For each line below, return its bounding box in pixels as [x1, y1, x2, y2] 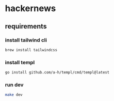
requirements [5, 22, 47, 30]
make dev [5, 92, 23, 97]
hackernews [5, 3, 56, 14]
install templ [5, 59, 35, 66]
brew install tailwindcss [5, 47, 57, 52]
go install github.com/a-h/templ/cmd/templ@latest [5, 70, 110, 75]
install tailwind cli [5, 37, 47, 43]
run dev [5, 81, 24, 88]
